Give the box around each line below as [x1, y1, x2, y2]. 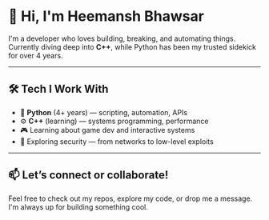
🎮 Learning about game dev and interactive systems [19, 125, 195, 134]
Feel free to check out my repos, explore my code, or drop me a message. [8, 194, 253, 203]
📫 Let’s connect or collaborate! [8, 168, 169, 182]
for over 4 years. [8, 50, 63, 60]
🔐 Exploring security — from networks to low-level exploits [19, 136, 214, 146]
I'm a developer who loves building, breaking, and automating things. [8, 34, 236, 43]
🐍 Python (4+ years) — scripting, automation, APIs [19, 107, 188, 117]
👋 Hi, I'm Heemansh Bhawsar [8, 7, 204, 26]
